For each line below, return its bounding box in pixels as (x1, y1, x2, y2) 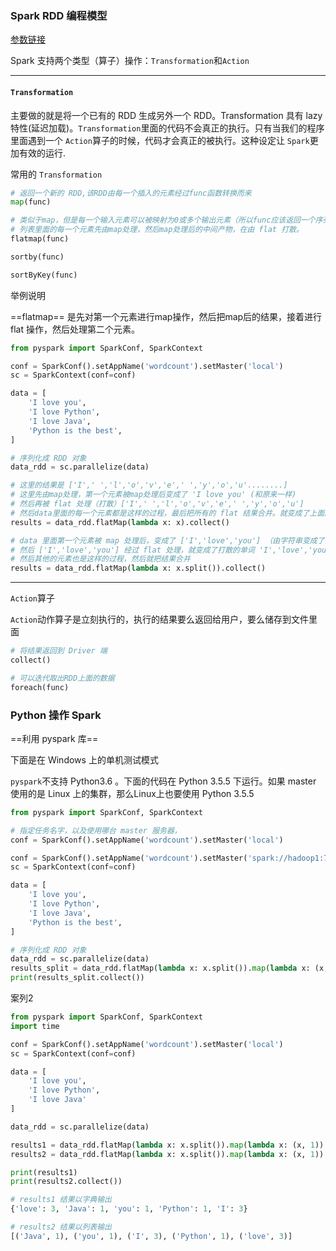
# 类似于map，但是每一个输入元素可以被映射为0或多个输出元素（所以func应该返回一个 (10, 215, 316, 226)
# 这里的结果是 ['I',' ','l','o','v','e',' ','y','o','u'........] (10, 480, 288, 491)
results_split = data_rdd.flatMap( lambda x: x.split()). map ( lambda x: (10, 963, 311, 974)
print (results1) (10, 1167, 78, 1177)
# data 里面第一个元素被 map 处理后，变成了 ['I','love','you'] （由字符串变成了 (10, 535, 325, 546)
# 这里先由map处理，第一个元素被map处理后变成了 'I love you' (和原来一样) (10, 490, 297, 500)
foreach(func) (10, 682, 70, 692)
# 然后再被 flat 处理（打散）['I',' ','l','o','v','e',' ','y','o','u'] (10, 499, 305, 509)
